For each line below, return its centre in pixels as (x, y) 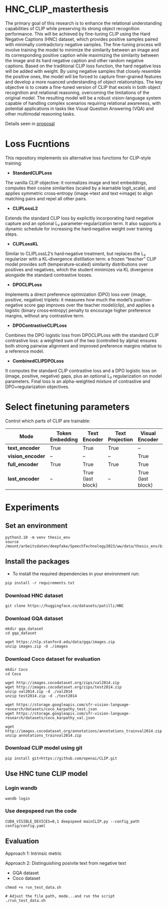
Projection (121, 439)
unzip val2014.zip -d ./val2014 (39, 692)
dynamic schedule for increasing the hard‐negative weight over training (79, 229)
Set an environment (36, 526)
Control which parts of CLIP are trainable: (48, 421)
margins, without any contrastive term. (45, 315)
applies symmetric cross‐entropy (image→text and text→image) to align (79, 193)
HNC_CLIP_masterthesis (57, 9)
